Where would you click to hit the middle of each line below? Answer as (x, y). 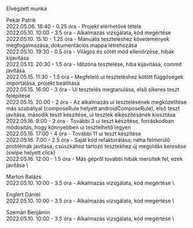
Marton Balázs (24, 177)
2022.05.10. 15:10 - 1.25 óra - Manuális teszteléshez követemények (88, 39)
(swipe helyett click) (31, 153)
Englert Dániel (23, 194)
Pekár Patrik (21, 20)
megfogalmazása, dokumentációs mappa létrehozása (72, 45)
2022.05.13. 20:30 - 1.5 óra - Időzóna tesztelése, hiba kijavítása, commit (94, 64)
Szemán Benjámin (28, 212)
